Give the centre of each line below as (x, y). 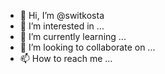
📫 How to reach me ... (66, 58)
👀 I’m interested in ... (62, 26)
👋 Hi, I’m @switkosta (62, 15)
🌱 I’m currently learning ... (73, 36)
